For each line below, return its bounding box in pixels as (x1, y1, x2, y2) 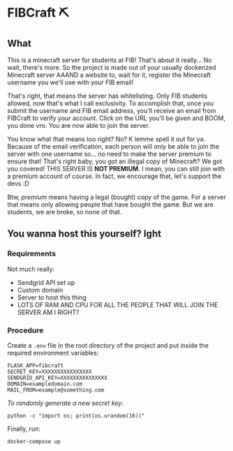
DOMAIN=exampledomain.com (7, 380, 82, 387)
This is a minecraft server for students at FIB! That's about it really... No (7, 56, 213, 64)
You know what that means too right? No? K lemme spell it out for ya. (7, 135, 206, 143)
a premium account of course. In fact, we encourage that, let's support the (7, 172, 222, 180)
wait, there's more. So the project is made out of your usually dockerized (7, 64, 216, 71)
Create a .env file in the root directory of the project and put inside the (7, 341, 209, 349)
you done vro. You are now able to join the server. (7, 121, 150, 129)
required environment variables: (7, 348, 99, 357)
